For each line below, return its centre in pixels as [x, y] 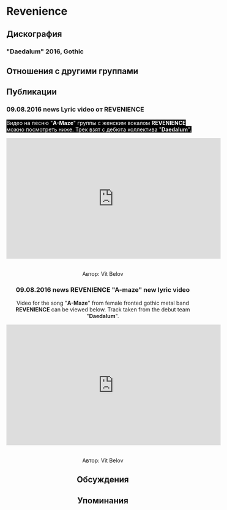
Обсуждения [103, 480]
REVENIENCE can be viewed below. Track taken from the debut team [103, 309]
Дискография [34, 34]
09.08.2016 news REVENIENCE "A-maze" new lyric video [103, 289]
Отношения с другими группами [73, 71]
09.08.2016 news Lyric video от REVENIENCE [75, 110]
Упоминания [103, 500]
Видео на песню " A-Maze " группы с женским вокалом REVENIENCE [96, 123]
